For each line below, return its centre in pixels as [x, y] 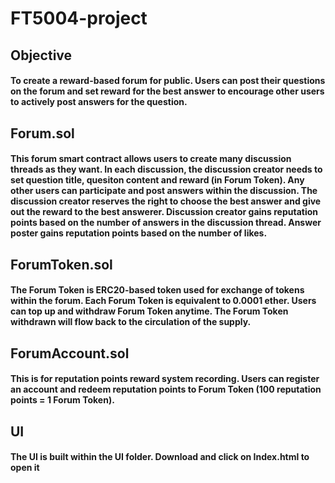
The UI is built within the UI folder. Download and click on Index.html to [160, 457]
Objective [41, 55]
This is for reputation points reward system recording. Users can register [165, 379]
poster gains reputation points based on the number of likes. [139, 233]
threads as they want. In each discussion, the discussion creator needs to [166, 169]
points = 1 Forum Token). [62, 400]
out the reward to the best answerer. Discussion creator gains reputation [164, 212]
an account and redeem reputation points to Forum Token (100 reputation [166, 389]
